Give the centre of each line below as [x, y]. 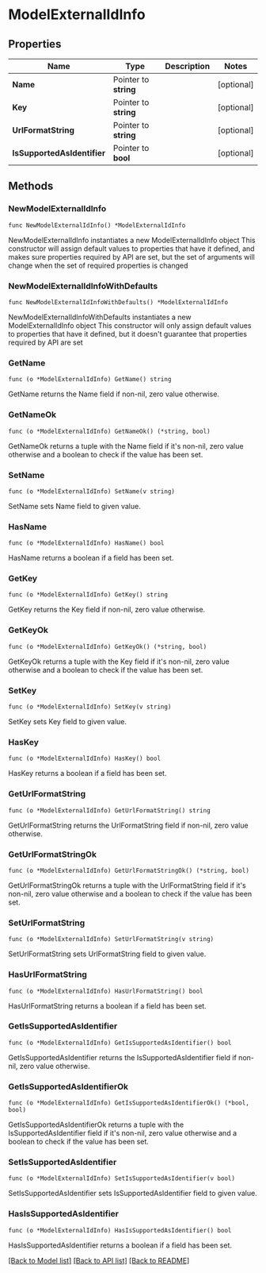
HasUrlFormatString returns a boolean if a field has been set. [108, 1005]
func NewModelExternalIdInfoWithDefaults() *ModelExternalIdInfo [118, 302]
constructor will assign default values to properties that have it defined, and [131, 249]
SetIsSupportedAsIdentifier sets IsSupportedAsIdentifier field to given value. [133, 1194]
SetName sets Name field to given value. [74, 506]
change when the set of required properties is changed [98, 265]
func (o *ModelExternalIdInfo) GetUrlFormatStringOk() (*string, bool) [129, 870]
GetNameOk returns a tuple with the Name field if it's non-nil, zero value [126, 446]
